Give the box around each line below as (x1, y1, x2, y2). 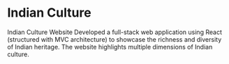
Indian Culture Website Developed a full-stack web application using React (7, 28, 222, 36)
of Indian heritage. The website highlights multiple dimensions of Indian (7, 42, 213, 51)
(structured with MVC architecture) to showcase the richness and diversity (7, 35, 222, 43)
